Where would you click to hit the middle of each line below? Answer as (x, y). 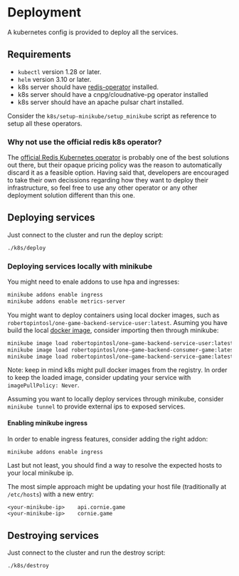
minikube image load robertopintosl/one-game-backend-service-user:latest (121, 343)
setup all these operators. (45, 123)
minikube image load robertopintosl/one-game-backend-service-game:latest (121, 356)
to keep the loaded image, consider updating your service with (99, 378)
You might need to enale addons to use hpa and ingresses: (94, 282)
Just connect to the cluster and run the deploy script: (85, 235)
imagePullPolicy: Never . (43, 385)
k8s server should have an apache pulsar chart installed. (101, 102)
